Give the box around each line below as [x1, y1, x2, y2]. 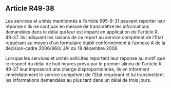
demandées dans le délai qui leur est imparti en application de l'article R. [5, 28, 159, 35]
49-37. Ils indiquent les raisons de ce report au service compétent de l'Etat [5, 34, 163, 40]
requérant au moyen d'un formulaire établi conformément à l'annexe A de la [5, 40, 166, 46]
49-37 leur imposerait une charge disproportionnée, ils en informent [5, 66, 150, 72]
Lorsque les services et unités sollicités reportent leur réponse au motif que [5, 55, 165, 61]
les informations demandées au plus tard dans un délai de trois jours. [5, 77, 151, 83]
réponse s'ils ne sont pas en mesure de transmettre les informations [5, 23, 150, 29]
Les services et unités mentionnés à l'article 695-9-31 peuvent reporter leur [5, 17, 166, 24]
